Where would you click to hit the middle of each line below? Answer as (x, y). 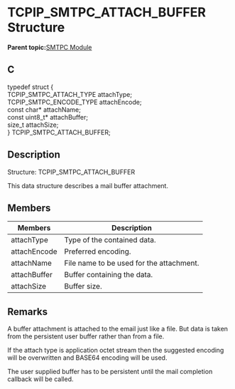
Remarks (28, 312)
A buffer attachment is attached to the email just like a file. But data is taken (118, 329)
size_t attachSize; (33, 125)
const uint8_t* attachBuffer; (48, 117)
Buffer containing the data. (109, 275)
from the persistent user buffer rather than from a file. (86, 336)
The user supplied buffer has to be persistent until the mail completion (110, 372)
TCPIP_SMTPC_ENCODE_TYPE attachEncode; (75, 102)
